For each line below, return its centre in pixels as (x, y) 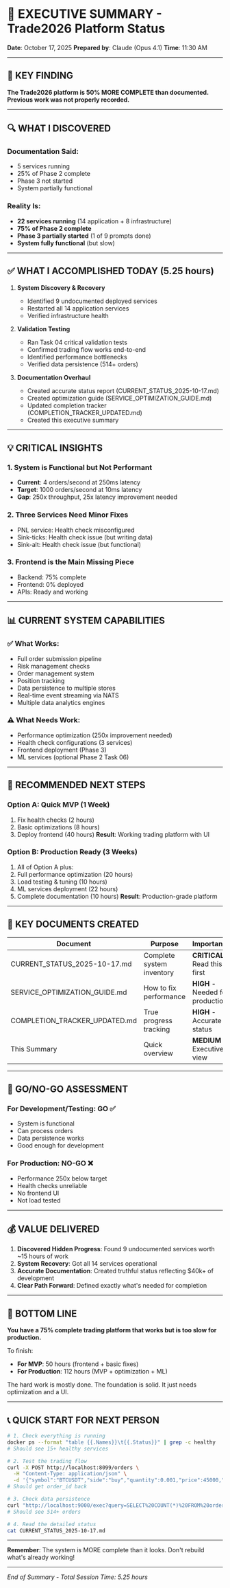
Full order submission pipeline (59, 658)
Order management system (55, 673)
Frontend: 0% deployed (50, 584)
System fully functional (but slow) (66, 243)
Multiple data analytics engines (61, 702)
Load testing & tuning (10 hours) (62, 882)
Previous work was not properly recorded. (68, 100)
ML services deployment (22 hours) (67, 888)
